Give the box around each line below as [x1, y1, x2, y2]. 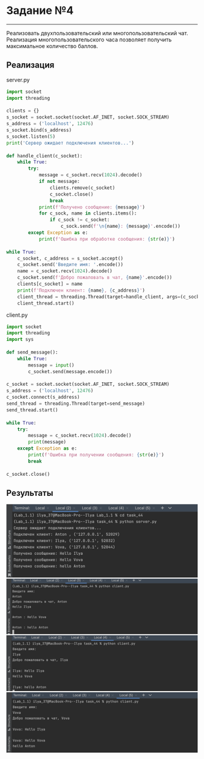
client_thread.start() [17, 300, 75, 306]
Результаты [6, 487, 53, 498]
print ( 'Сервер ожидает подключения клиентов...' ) [6, 140, 135, 146]
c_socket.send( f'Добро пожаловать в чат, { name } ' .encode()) [17, 275, 172, 281]
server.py [6, 76, 30, 83]
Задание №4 [6, 4, 74, 18]
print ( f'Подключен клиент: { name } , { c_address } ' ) [17, 287, 146, 294]
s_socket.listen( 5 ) [6, 133, 56, 140]
